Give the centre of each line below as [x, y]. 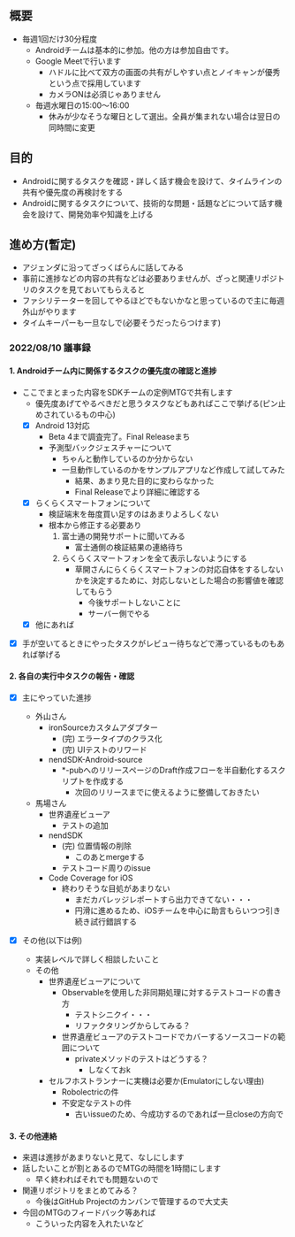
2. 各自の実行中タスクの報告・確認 [72, 676]
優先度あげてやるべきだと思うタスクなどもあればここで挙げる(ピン [156, 403]
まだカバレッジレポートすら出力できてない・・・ [164, 900]
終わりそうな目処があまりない [116, 888]
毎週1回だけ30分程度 [59, 39]
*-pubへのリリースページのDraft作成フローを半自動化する [166, 770]
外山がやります [49, 311]
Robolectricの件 [90, 1092]
